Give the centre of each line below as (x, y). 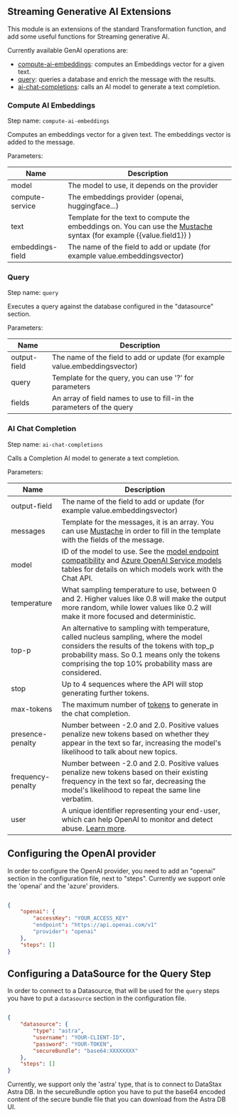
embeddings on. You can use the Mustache (140, 227)
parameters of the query (93, 407)
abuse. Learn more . (94, 828)
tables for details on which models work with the (143, 569)
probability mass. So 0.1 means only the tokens (141, 655)
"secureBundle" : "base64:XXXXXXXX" (86, 1051)
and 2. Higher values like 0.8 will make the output (144, 598)
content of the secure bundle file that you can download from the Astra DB (117, 1099)
